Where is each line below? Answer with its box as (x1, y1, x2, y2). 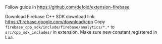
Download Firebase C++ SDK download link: (5, 14, 96, 19)
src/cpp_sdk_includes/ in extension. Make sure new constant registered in (5, 29, 158, 35)
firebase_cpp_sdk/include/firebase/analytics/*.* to (5, 24, 115, 30)
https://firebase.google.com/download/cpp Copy (5, 19, 106, 24)
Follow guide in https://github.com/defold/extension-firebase (5, 4, 130, 10)
